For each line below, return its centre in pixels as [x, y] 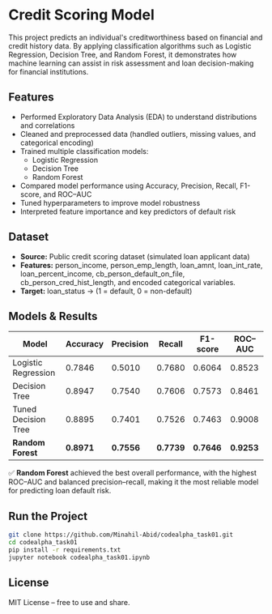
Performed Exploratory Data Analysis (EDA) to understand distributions [138, 117]
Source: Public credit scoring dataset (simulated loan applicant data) [135, 256]
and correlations [47, 125]
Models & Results [53, 316]
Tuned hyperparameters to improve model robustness [110, 203]
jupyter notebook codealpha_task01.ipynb [79, 557]
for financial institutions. [49, 71]
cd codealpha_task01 [43, 543]
